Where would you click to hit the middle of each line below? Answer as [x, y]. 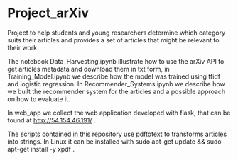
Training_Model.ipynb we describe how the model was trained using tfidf [114, 76]
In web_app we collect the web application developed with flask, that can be [119, 113]
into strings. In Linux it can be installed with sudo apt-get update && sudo [114, 141]
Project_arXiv [48, 13]
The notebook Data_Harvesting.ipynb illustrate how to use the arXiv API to [116, 61]
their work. [23, 47]
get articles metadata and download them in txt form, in [89, 69]
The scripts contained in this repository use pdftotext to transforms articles [117, 134]
